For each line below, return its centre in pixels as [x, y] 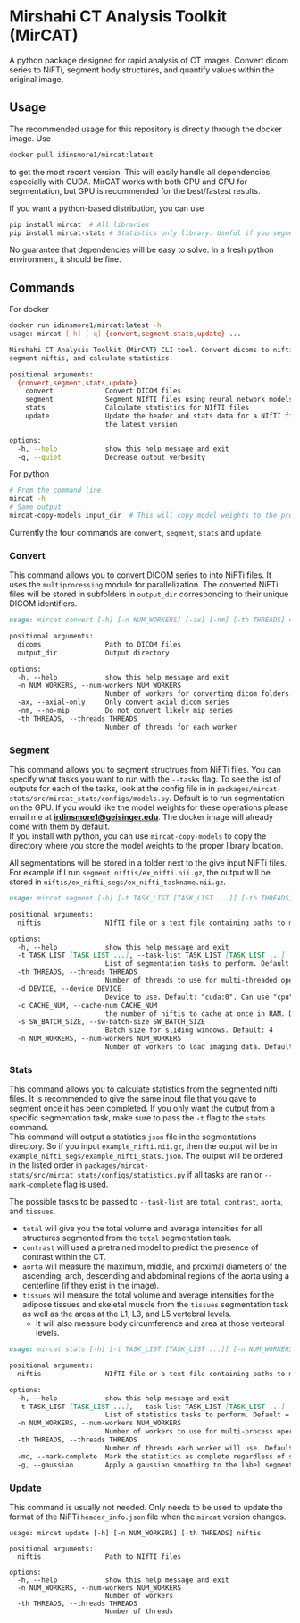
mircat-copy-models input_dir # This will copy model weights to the [143, 516]
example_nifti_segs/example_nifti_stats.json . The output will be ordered [146, 1156]
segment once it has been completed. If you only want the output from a [142, 1108]
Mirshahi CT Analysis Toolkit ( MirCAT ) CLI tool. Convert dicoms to [139, 350]
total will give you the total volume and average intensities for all [142, 1229]
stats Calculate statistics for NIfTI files [137, 408]
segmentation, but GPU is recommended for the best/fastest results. [135, 190]
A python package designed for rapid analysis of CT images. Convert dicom [149, 60]
